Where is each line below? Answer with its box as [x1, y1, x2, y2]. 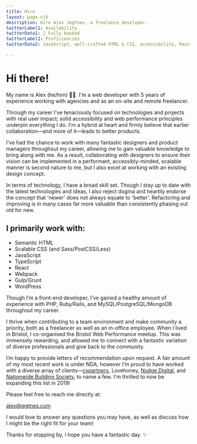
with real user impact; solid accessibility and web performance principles [6, 115, 183, 122]
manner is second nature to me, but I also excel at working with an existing [6, 164, 186, 171]
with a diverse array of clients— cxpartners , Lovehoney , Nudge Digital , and [6, 366, 186, 374]
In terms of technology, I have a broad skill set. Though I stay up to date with [6, 181, 191, 189]
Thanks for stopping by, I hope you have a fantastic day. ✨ [6, 431, 148, 438]
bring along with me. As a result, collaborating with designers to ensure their [6, 151, 191, 159]
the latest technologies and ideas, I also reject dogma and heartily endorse [6, 187, 186, 194]
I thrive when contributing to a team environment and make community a [6, 318, 182, 325]
